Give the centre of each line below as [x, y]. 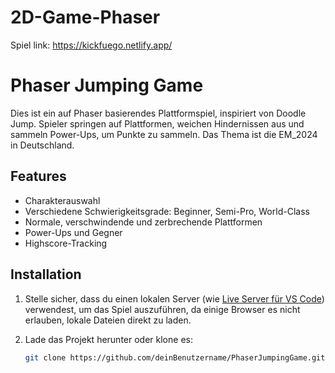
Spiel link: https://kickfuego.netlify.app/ [91, 45]
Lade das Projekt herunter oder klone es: [108, 339]
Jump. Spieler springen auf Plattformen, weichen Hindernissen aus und [157, 123]
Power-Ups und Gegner [73, 232]
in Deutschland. [42, 145]
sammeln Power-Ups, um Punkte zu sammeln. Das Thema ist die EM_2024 [164, 134]
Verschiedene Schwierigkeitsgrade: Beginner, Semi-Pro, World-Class [167, 211]
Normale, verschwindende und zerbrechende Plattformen [143, 222]
